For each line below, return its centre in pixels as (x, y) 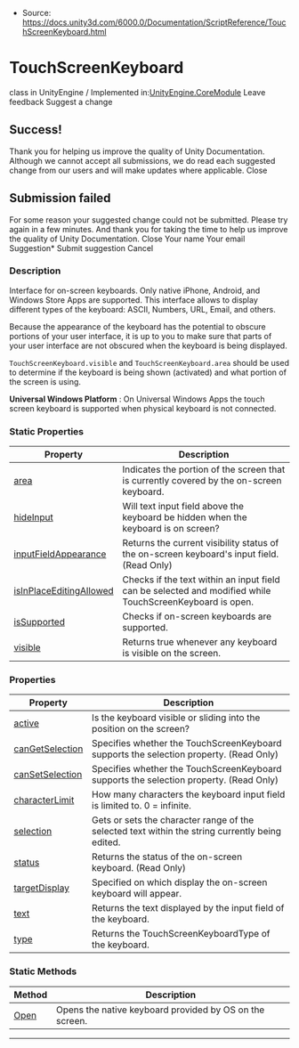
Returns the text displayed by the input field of (188, 908)
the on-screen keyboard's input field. (201, 554)
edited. (106, 842)
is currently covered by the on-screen (202, 481)
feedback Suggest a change (61, 102)
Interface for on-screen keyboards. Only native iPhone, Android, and (135, 290)
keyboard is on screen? (171, 529)
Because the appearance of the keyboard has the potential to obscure (137, 326)
